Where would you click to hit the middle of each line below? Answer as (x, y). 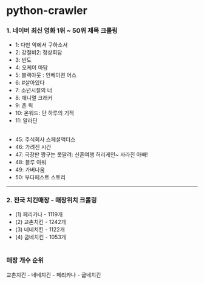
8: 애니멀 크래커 (34, 98)
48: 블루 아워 (31, 162)
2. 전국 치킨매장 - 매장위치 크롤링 (52, 200)
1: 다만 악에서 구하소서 (41, 45)
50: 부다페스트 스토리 (40, 177)
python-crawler (47, 11)
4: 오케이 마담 (32, 68)
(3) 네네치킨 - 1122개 (40, 230)
